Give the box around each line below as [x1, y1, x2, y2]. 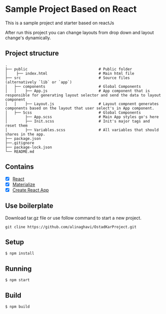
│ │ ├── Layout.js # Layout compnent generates [5, 101, 159, 106]
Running [5, 264, 32, 273]
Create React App [12, 187, 49, 193]
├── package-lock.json [5, 145, 52, 150]
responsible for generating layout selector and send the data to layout [5, 93, 162, 98]
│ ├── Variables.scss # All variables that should [5, 127, 159, 132]
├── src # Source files [5, 75, 130, 80]
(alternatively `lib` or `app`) [5, 79, 72, 85]
